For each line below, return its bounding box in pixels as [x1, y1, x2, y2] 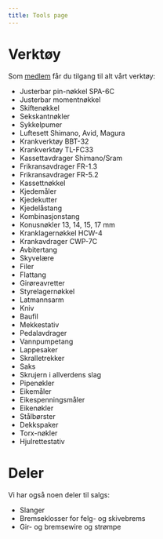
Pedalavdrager [19, 328, 67, 337]
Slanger [19, 505, 45, 515]
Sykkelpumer [19, 119, 63, 129]
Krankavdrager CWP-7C [19, 236, 98, 246]
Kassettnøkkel [19, 178, 66, 188]
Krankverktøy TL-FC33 [19, 144, 94, 154]
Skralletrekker [19, 353, 65, 362]
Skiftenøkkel [19, 103, 60, 112]
